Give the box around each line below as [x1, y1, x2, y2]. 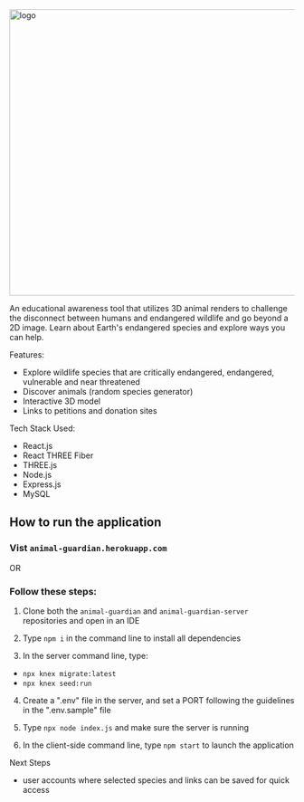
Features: [9, 349, 45, 360]
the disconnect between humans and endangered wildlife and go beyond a [9, 312, 289, 323]
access [22, 784, 50, 795]
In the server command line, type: [22, 650, 148, 661]
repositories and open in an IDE [22, 615, 140, 625]
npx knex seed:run [22, 679, 92, 688]
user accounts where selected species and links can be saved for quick [22, 774, 290, 786]
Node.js [22, 470, 52, 480]
